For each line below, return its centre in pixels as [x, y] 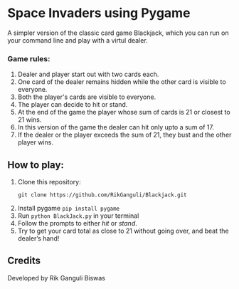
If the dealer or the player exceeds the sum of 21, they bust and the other [124, 135]
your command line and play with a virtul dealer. [78, 40]
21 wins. [30, 120]
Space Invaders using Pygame [99, 13]
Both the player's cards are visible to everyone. [87, 97]
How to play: [36, 165]
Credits [24, 261]
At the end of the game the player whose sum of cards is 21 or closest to [124, 112]
